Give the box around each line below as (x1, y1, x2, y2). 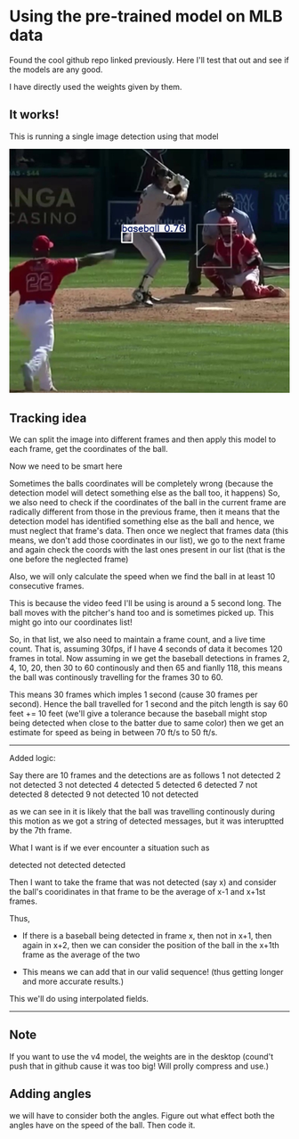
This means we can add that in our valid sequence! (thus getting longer (21, 967, 284, 978)
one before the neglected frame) (9, 554, 129, 565)
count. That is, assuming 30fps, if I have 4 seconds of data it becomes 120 (9, 643, 283, 654)
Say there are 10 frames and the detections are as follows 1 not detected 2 (9, 770, 281, 781)
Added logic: (9, 753, 56, 764)
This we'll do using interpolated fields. (9, 994, 149, 1004)
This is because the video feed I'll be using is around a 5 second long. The (9, 598, 282, 609)
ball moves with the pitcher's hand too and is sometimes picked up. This (9, 608, 274, 619)
